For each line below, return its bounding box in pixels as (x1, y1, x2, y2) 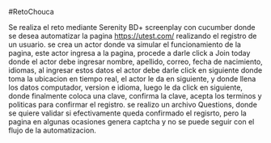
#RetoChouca (8, 7, 54, 16)
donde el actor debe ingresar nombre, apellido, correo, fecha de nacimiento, (8, 57, 263, 66)
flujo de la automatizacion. (8, 125, 97, 135)
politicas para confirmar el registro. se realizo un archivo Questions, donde (8, 100, 257, 109)
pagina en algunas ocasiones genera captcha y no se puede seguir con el (8, 117, 255, 126)
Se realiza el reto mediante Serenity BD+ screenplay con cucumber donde (8, 23, 256, 32)
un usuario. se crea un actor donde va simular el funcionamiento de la (8, 40, 241, 49)
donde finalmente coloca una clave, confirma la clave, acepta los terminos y (8, 91, 262, 100)
